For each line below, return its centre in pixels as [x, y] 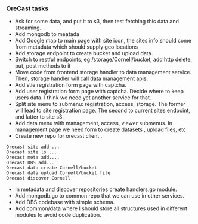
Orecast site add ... [33, 147]
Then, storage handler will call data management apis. [81, 78]
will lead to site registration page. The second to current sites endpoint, [103, 111]
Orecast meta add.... [33, 158]
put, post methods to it [43, 66]
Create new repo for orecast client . [58, 136]
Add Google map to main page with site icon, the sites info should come [103, 41]
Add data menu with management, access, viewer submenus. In [94, 123]
